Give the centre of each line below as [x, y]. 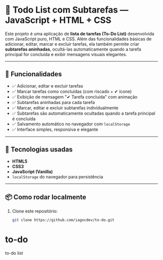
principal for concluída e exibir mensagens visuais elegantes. [66, 54]
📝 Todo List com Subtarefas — [67, 10]
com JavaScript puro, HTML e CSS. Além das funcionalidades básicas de [78, 39]
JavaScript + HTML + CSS [58, 20]
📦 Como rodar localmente [46, 197]
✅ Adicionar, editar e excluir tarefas [48, 86]
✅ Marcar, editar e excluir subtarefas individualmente [65, 108]
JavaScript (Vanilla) [33, 172]
